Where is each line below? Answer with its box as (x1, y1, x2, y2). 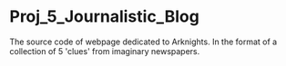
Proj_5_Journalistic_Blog (9, 6, 200, 27)
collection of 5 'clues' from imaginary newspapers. (9, 45, 200, 56)
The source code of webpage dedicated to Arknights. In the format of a (9, 36, 278, 47)
